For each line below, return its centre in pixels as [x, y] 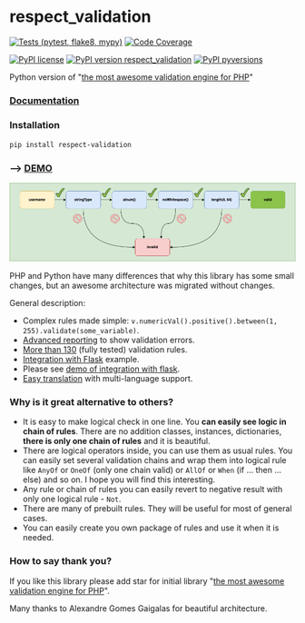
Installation [35, 124]
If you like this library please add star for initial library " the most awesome [147, 581]
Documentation [44, 100]
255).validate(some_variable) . [81, 331]
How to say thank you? [60, 561]
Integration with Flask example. [81, 360]
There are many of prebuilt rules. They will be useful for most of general [157, 509]
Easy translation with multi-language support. [108, 379]
